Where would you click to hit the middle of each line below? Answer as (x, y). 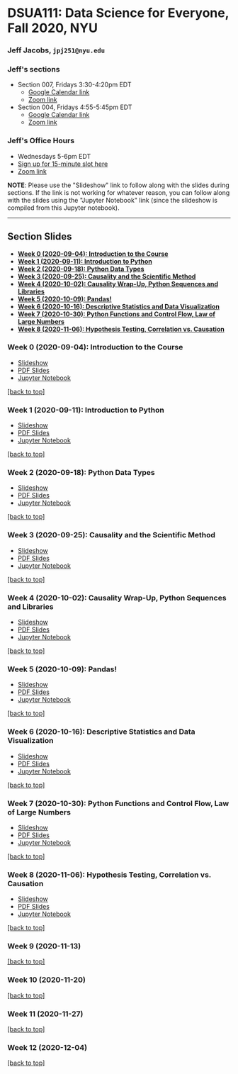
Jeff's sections (34, 69)
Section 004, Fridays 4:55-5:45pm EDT (75, 107)
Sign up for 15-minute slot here (63, 164)
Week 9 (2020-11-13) (44, 946)
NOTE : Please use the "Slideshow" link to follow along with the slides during (119, 185)
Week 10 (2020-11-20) (47, 980)
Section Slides (40, 236)
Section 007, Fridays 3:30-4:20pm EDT (75, 85)
